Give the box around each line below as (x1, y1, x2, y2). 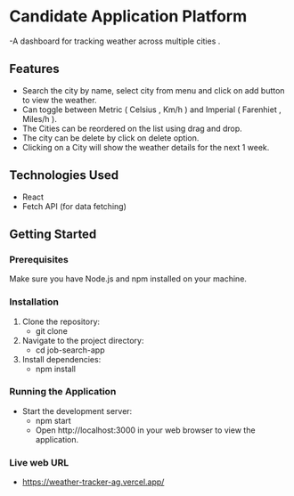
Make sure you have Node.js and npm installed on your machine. (9, 273, 248, 284)
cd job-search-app (35, 345, 105, 355)
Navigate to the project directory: (21, 335, 144, 346)
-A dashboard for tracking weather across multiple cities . (9, 36, 221, 46)
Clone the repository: (21, 316, 101, 327)
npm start (35, 415, 71, 426)
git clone (35, 325, 69, 336)
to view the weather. (21, 94, 97, 105)
